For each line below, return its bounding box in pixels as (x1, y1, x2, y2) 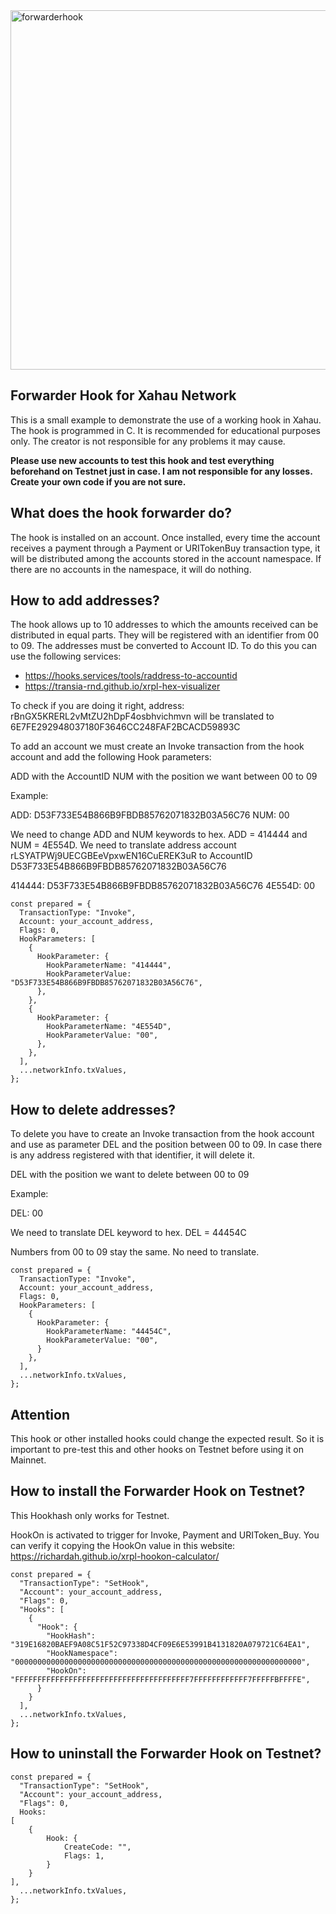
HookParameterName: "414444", (46, 960, 172, 971)
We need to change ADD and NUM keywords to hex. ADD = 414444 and (10, 829, 308, 841)
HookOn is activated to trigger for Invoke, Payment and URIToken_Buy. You (10, 1529, 320, 1541)
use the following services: (10, 650, 122, 663)
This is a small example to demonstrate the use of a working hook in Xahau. (10, 414, 322, 426)
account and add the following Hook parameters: (10, 751, 212, 763)
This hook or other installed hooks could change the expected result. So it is (10, 1433, 325, 1445)
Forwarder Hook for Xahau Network (10, 387, 237, 404)
